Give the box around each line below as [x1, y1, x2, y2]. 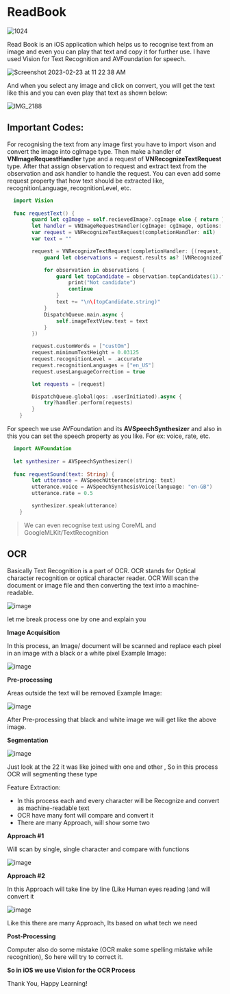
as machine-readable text [16, 804, 90, 812]
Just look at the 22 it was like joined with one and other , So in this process [7, 763, 218, 771]
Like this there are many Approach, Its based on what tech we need [7, 918, 198, 927]
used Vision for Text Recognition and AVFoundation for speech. [7, 54, 186, 62]
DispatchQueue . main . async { [43, 311, 125, 318]
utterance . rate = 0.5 [31, 490, 94, 497]
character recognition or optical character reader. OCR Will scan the [7, 574, 199, 582]
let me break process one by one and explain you [7, 615, 146, 623]
